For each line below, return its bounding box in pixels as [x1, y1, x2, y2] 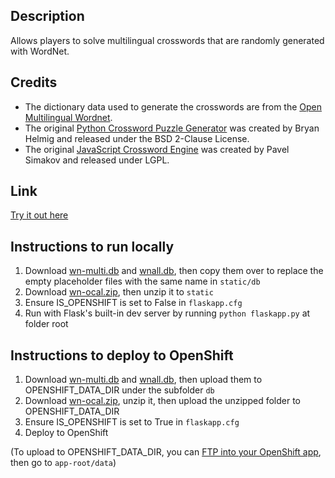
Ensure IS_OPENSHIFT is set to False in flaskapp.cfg [24, 297, 243, 309]
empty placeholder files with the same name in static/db [24, 275, 261, 288]
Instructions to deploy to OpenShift [10, 347, 234, 364]
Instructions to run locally [10, 238, 175, 255]
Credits [10, 74, 58, 91]
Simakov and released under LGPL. [24, 154, 170, 166]
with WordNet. [10, 45, 70, 57]
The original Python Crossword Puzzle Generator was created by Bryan [24, 122, 320, 134]
